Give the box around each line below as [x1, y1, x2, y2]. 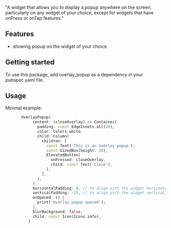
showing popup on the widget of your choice [12, 43, 107, 49]
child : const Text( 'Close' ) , [50, 162, 113, 167]
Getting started [5, 58, 55, 67]
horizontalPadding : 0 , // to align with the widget [32, 185, 145, 191]
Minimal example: [5, 105, 42, 111]
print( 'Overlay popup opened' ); [37, 200, 106, 205]
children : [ [41, 138, 67, 144]
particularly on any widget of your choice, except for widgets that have [5, 10, 154, 16]
